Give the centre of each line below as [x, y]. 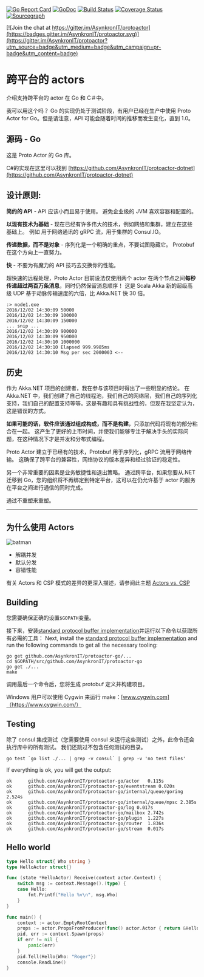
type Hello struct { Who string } [49, 861]
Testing [21, 724]
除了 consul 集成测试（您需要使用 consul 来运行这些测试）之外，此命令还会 [100, 739]
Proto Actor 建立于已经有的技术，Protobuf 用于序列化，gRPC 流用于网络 [97, 452]
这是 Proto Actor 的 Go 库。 [40, 155]
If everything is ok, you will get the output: [59, 770]
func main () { [24, 917]
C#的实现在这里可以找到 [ [39, 168]
